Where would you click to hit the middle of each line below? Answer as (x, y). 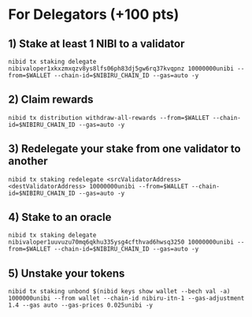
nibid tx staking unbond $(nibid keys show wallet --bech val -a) (119, 292)
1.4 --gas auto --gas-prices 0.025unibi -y (81, 305)
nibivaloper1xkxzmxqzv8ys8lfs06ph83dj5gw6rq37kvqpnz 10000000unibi (121, 69)
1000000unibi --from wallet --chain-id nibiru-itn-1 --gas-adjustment (126, 298)
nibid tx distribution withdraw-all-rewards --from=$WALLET (109, 117)
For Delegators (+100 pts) (94, 15)
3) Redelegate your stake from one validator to (125, 149)
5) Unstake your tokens (67, 273)
